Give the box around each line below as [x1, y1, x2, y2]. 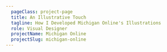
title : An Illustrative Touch [11, 14, 86, 20]
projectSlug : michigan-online [11, 36, 86, 42]
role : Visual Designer [11, 25, 68, 32]
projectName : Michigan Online [11, 31, 86, 37]
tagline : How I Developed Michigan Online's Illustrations [11, 20, 162, 26]
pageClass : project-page [11, 8, 73, 15]
